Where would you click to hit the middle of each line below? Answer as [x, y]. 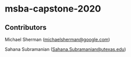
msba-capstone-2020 [53, 9]
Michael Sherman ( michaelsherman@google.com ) [57, 39]
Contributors [26, 27]
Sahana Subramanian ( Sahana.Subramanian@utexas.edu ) [65, 49]
